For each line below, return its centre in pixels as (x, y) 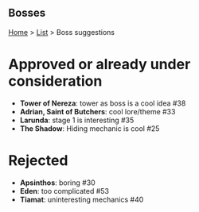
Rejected (38, 160)
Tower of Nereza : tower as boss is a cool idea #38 (103, 103)
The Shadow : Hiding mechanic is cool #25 (90, 128)
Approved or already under (99, 64)
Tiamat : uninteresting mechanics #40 (82, 199)
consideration (55, 81)
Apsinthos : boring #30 (57, 183)
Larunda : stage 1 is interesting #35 (77, 120)
